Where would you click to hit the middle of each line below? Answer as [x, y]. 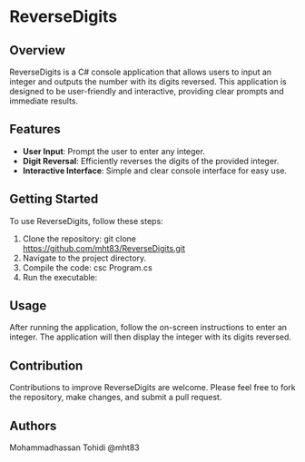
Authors [33, 425]
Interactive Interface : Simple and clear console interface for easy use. [155, 171]
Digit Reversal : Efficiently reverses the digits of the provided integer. [151, 161]
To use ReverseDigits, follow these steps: [86, 221]
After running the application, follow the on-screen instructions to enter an [148, 328]
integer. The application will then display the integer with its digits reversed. [151, 337]
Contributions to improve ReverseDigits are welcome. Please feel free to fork [152, 388]
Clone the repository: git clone [79, 239]
